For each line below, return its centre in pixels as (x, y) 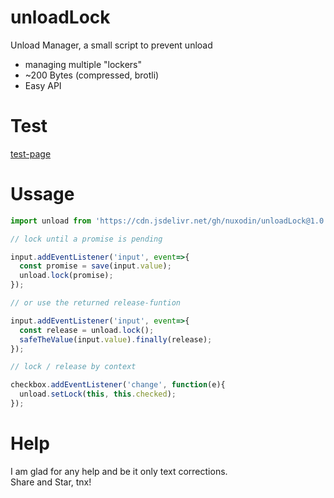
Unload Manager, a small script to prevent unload (111, 45)
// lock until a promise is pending (86, 239)
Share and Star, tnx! (51, 482)
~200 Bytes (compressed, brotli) (92, 75)
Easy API (43, 85)
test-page (31, 153)
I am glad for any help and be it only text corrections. (119, 471)
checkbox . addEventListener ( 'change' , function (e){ (118, 385)
